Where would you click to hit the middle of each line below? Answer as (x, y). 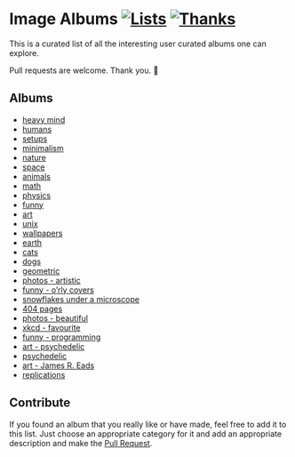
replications (44, 374)
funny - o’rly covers (58, 290)
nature (34, 157)
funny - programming (61, 337)
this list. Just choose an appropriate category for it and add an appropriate (146, 433)
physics (36, 195)
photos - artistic (52, 280)
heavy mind (44, 119)
